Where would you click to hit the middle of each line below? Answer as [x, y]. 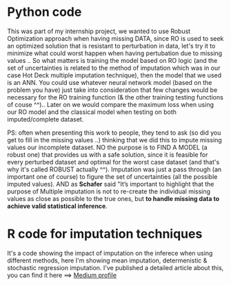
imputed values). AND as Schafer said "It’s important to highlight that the [111, 184]
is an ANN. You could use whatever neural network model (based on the [110, 82]
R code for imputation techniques [105, 234]
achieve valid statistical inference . [58, 206]
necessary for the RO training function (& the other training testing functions [115, 97]
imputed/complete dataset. [46, 119]
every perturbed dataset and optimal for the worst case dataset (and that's [113, 162]
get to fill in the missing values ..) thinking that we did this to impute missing [114, 140]
